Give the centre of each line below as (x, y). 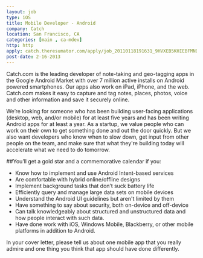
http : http (20, 46)
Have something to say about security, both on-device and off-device (102, 205)
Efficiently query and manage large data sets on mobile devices (94, 192)
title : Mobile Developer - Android (51, 23)
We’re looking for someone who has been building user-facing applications (100, 111)
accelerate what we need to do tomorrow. (58, 149)
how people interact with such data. (60, 218)
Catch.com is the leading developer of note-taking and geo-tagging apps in (100, 74)
